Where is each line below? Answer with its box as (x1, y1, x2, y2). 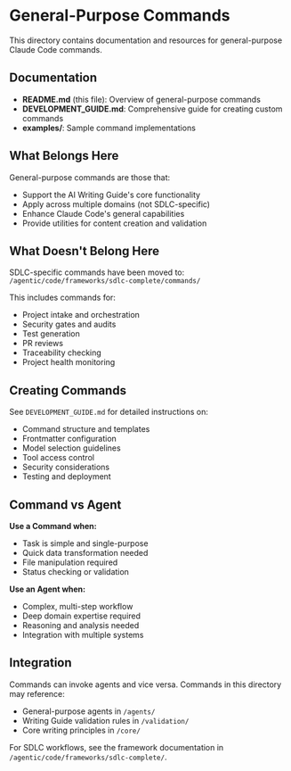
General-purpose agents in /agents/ (21, 706, 156, 717)
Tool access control (21, 452, 95, 463)
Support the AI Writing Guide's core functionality (21, 189, 201, 200)
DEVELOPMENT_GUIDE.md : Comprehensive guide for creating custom (21, 104, 283, 114)
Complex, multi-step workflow (21, 601, 133, 611)
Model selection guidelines (21, 443, 122, 453)
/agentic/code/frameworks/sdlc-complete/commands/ (9, 277, 201, 286)
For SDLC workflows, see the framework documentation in (9, 742, 224, 752)
